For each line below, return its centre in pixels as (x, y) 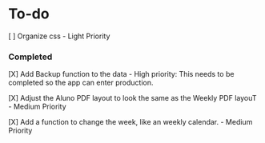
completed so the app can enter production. (81, 83)
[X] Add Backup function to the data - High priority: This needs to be (121, 74)
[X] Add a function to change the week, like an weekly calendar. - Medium (130, 122)
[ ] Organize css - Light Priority (59, 36)
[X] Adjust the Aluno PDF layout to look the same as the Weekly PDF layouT (133, 98)
